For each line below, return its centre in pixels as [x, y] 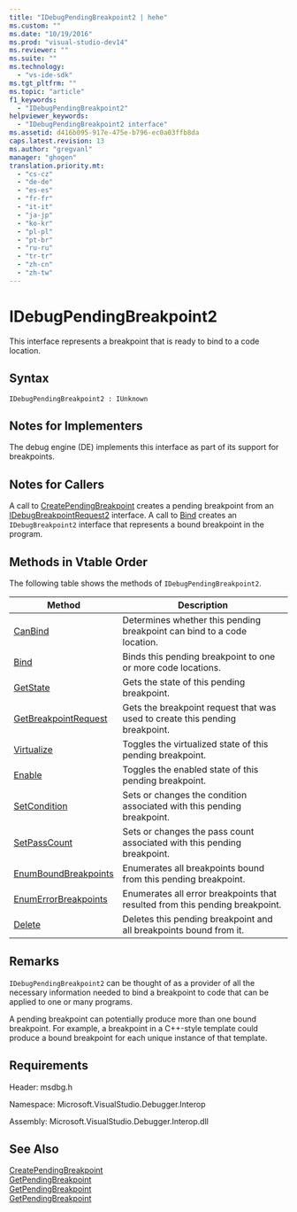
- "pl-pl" [35, 231]
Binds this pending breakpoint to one [199, 656]
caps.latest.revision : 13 [57, 141]
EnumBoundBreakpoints [64, 874]
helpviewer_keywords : [49, 116]
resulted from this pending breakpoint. [202, 905]
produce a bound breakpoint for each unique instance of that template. [138, 1037]
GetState [32, 688]
